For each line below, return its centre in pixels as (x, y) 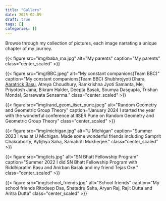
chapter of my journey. (29, 49)
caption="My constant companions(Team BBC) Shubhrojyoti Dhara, (76, 79)
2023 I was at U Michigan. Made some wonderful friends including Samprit (83, 136)
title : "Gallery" (23, 10)
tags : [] (14, 24)
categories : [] (21, 29)
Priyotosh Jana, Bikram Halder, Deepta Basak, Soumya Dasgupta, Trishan (81, 90)
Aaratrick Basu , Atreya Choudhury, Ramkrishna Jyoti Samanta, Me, (75, 85)
